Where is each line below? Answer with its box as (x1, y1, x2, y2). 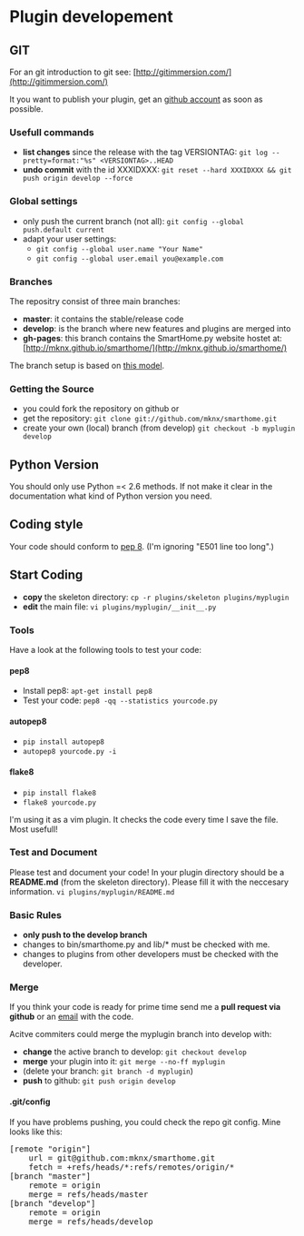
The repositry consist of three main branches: (9, 295, 181, 306)
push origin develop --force (22, 174, 133, 183)
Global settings (9, 195, 78, 208)
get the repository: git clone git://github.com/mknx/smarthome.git (22, 413, 278, 424)
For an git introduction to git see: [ (9, 66, 137, 77)
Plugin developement (9, 6, 174, 27)
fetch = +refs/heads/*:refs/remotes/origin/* (28, 1162, 235, 1172)
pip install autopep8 (22, 737, 104, 747)
